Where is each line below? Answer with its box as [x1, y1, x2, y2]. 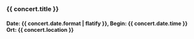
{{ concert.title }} [6, 5, 59, 13]
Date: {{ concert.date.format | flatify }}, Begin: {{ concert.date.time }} [6, 20, 188, 27]
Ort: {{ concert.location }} [6, 26, 74, 33]
